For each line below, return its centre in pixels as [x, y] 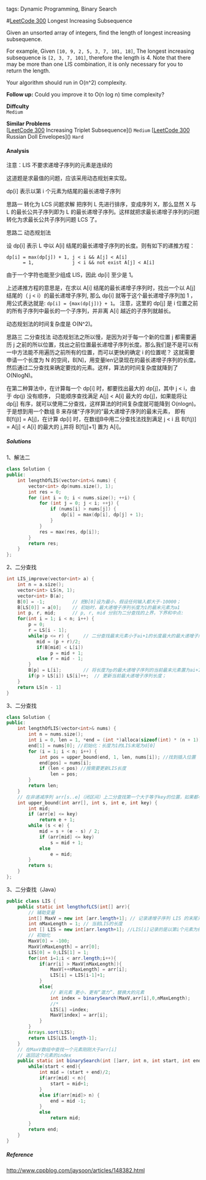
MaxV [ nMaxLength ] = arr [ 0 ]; [64, 947]
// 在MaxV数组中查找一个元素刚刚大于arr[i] [67, 1049]
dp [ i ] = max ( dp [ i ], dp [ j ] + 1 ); [102, 515]
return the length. [29, 71]
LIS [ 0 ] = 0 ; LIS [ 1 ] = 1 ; [59, 952]
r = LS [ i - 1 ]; [48, 631]
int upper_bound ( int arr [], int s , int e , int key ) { [87, 803]
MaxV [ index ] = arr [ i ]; [79, 1015]
